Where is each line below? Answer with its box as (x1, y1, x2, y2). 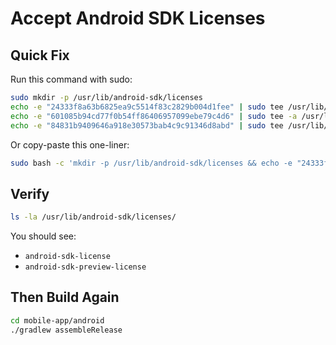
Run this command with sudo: (10, 73, 133, 85)
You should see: (10, 230, 77, 242)
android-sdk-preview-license (24, 262, 147, 272)
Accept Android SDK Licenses (10, 7, 266, 30)
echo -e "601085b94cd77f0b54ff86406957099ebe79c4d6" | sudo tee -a (10, 111, 298, 121)
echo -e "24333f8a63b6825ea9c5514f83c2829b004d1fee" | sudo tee (10, 102, 284, 112)
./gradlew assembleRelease (10, 325, 123, 335)
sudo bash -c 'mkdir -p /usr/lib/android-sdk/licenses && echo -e (10, 158, 293, 168)
